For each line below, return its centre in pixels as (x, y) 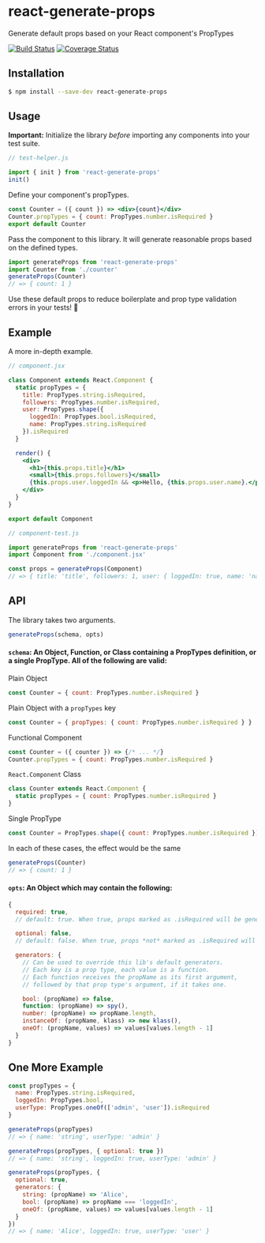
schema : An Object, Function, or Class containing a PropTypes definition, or (132, 652)
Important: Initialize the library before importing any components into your (129, 135)
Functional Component (45, 737)
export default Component (50, 519)
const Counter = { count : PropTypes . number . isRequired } (104, 693)
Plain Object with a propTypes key (62, 708)
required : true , (42, 912)
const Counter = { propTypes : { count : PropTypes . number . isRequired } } (130, 722)
